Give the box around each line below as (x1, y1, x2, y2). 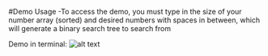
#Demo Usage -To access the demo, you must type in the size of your (8, 7, 242, 16)
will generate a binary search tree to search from (8, 24, 172, 33)
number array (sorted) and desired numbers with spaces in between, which (8, 15, 261, 25)
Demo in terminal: (8, 39, 67, 49)
